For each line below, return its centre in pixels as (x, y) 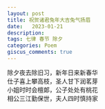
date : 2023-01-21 (35, 26)
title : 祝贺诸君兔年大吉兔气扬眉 (49, 20)
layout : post (26, 13)
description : (26, 33)
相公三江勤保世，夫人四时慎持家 (52, 98)
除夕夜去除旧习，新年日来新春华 (52, 72)
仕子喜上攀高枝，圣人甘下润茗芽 (52, 81)
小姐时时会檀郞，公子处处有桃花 (52, 90)
